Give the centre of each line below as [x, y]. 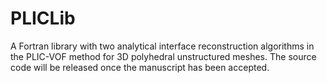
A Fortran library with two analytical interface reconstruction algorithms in [162, 46]
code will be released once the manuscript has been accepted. [140, 67]
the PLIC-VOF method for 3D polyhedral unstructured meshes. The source [163, 56]
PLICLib [43, 18]
